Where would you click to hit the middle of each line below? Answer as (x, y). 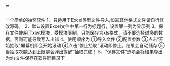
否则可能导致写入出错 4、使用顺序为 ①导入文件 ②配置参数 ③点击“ (87, 39)
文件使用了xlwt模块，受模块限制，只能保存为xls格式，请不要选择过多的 (84, 32)
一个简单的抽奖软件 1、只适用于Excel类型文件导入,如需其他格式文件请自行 (82, 20)
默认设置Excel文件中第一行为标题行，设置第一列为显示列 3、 (95, 26)
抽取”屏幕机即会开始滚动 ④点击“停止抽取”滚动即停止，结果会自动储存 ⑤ (87, 45)
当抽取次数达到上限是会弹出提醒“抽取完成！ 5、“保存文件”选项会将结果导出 (84, 52)
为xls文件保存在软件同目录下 (35, 58)
